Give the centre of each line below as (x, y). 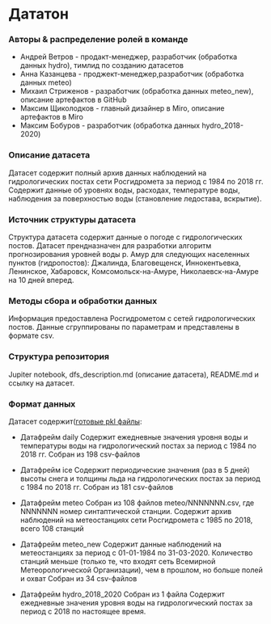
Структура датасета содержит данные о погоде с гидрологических (125, 237)
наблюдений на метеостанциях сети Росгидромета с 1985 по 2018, (136, 520)
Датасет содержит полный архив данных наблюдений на (108, 173)
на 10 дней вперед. (41, 280)
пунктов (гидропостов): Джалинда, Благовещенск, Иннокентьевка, (125, 263)
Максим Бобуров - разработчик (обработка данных (110, 125)
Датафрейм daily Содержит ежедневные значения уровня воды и (134, 436)
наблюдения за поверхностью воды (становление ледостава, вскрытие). (135, 198)
